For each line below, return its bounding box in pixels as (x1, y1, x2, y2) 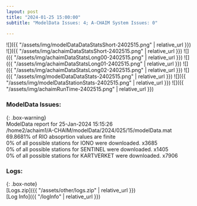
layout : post (6, 8, 39, 15)
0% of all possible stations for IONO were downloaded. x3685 (6, 139, 158, 146)
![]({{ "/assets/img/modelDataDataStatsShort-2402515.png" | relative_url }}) (6, 41, 192, 48)
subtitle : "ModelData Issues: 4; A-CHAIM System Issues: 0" (6, 20, 158, 26)
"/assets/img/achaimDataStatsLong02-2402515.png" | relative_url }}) (14, 67, 183, 74)
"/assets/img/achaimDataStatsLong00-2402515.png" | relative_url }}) (14, 54, 183, 61)
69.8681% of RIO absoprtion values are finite (6, 133, 116, 140)
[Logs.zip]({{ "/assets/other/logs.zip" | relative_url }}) (6, 186, 136, 193)
